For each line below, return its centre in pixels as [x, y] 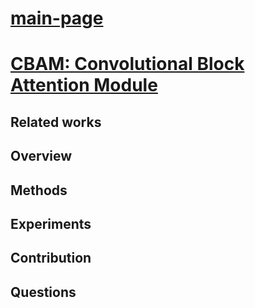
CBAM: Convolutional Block [127, 64]
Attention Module [84, 85]
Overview [41, 156]
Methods [39, 190]
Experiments [51, 223]
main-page [57, 18]
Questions [43, 292]
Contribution [51, 258]
